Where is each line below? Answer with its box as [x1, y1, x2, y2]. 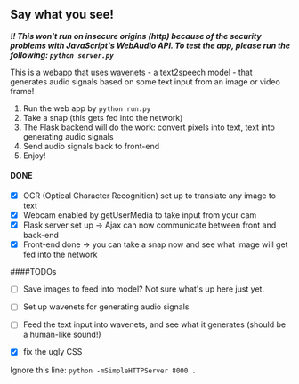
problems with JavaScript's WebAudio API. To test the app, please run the [10, 40, 291, 51]
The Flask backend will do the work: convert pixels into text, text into [22, 122, 275, 132]
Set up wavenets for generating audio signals [22, 301, 190, 312]
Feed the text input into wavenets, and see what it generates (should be [22, 319, 287, 330]
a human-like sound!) [22, 329, 101, 340]
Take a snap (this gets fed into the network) [22, 112, 183, 123]
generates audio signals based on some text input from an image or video [10, 76, 281, 87]
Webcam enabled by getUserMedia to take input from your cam [22, 210, 257, 220]
